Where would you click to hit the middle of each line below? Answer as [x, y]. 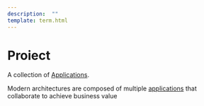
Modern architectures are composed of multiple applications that [102, 88]
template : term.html [38, 20]
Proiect [29, 55]
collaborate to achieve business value [62, 96]
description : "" [33, 14]
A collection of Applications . [49, 75]
